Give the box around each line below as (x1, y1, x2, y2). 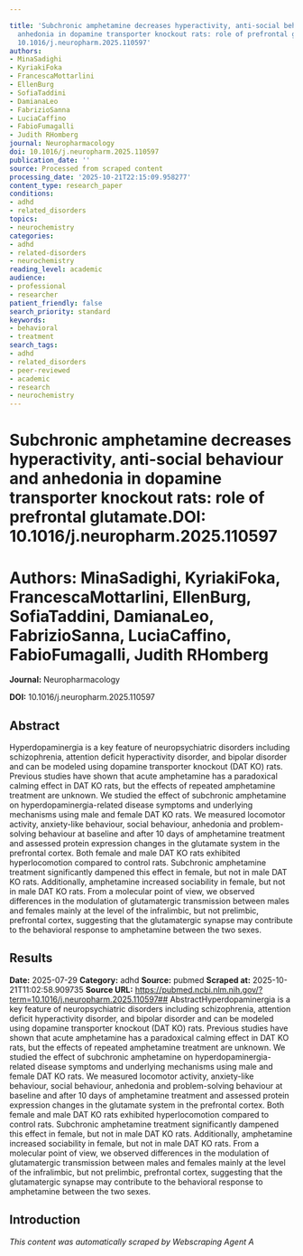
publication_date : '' (9, 156, 91, 165)
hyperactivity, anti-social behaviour (9, 449, 284, 470)
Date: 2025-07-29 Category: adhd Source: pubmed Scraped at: (9, 974, 251, 986)
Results (9, 950, 53, 966)
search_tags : (9, 341, 59, 350)
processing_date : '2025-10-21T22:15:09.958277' (9, 173, 192, 182)
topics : (9, 214, 39, 223)
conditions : (9, 189, 54, 199)
